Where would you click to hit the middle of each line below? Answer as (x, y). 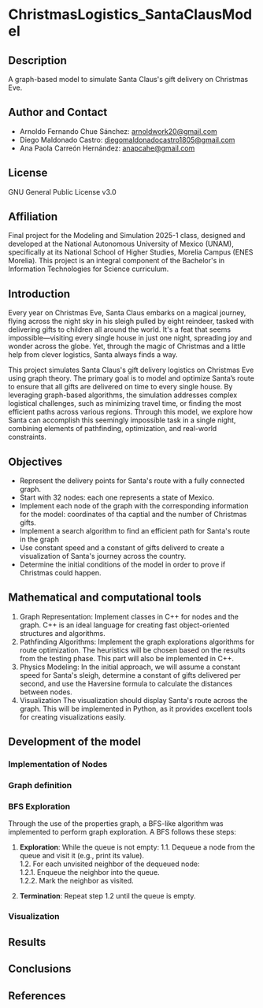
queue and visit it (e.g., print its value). (81, 856)
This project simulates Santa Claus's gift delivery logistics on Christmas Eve (131, 370)
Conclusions (40, 969)
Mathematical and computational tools (105, 598)
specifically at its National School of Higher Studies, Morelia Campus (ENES (131, 252)
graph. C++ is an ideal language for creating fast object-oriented (124, 625)
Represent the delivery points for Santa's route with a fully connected (132, 481)
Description (37, 60)
